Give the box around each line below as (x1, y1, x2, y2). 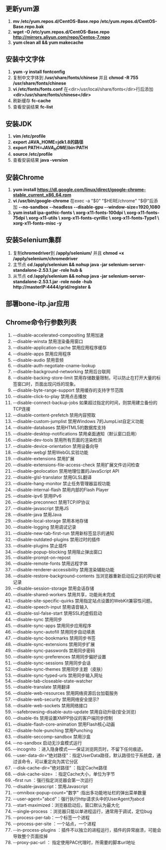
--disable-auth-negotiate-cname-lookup (12, 363, 96, 369)
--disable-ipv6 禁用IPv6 (12, 493, 61, 499)
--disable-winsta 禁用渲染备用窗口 (12, 338, 83, 344)
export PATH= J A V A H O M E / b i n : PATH (12, 145, 88, 152)
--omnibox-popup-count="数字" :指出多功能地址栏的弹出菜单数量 (12, 790, 147, 796)
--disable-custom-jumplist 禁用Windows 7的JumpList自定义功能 (12, 419, 144, 425)
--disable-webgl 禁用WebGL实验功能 (12, 449, 89, 455)
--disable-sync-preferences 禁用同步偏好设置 (12, 654, 107, 660)
